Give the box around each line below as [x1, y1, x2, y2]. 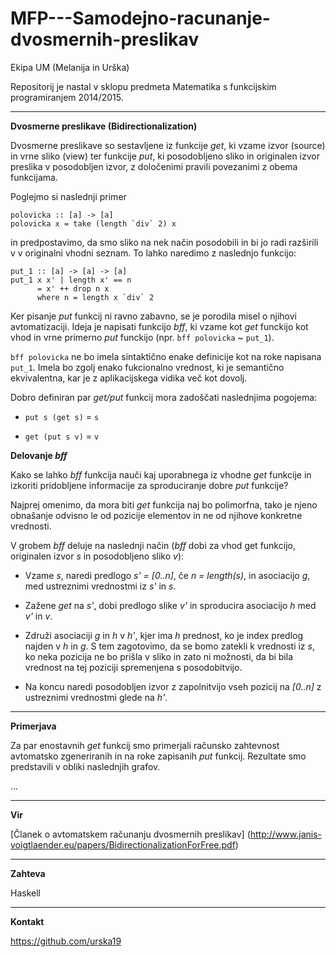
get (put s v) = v [24, 430, 100, 442]
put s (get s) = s [24, 410, 100, 422]
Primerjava [10, 720, 57, 732]
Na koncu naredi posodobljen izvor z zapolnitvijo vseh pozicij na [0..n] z [24, 680, 322, 692]
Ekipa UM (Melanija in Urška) [10, 61, 130, 73]
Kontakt [10, 915, 45, 927]
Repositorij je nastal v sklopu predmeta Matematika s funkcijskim [10, 80, 277, 92]
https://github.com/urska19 [10, 935, 122, 947]
